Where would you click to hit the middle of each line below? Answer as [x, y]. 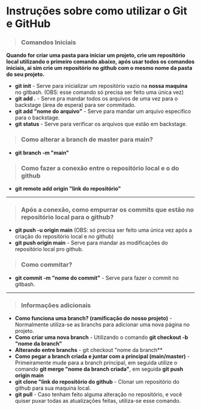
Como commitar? [47, 265]
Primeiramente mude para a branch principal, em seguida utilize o [96, 362]
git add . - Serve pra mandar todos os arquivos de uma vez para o [96, 99]
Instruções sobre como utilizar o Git [97, 11]
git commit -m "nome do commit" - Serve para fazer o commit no [97, 278]
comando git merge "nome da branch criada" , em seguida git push [99, 369]
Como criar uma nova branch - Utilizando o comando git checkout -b [101, 337]
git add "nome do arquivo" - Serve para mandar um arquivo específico [103, 111]
